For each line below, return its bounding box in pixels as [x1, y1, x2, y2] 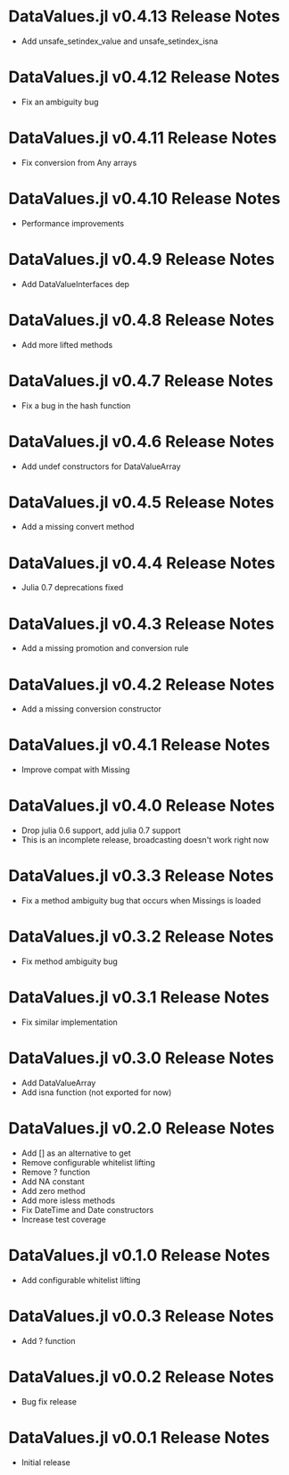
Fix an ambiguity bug [21, 96, 99, 107]
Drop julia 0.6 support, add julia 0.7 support [21, 825, 181, 836]
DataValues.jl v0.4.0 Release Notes [8, 795, 276, 816]
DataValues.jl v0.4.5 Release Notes [8, 492, 275, 512]
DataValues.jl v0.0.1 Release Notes [8, 1427, 270, 1447]
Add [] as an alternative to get [21, 1148, 131, 1158]
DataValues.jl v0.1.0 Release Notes [8, 1246, 270, 1265]
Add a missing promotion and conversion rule [21, 643, 189, 654]
